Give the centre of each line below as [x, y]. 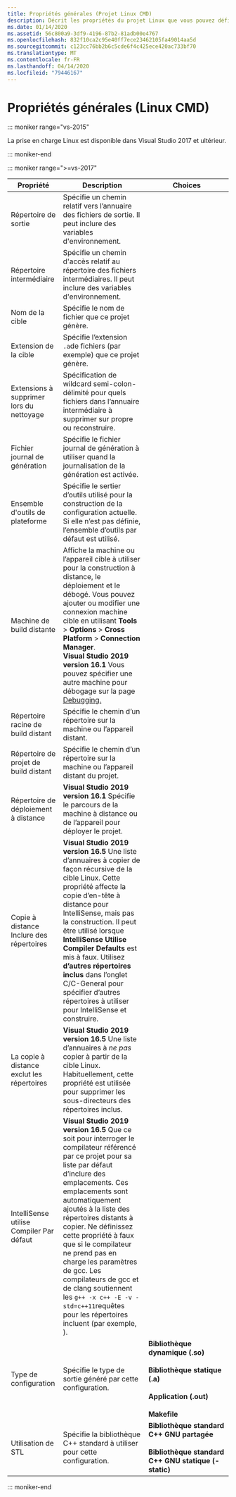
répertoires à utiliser [96, 1001]
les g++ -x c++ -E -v [97, 1297]
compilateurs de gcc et [101, 1279]
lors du [22, 406]
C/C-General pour [93, 983]
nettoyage [27, 415]
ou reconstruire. [89, 428]
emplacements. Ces [96, 1183]
